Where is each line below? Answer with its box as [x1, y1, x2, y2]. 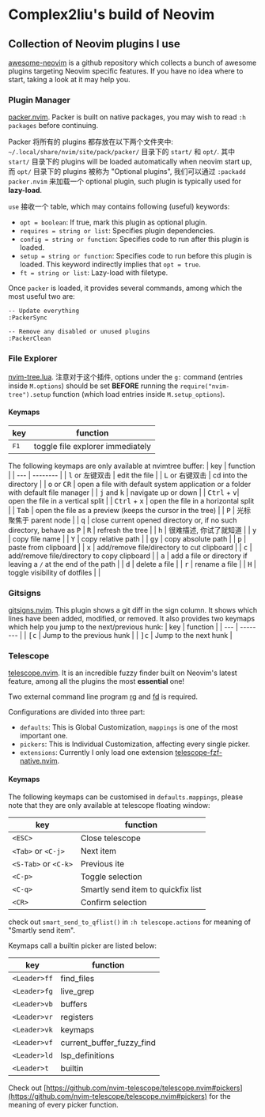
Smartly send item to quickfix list [80, 884, 202, 895]
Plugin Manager [8, 94, 71, 105]
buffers [60, 998, 88, 1009]
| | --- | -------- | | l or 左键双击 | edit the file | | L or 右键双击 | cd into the [8, 470, 248, 480]
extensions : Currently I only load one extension [19, 748, 174, 757]
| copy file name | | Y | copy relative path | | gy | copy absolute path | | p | [8, 534, 247, 543]
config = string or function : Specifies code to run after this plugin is [19, 235, 249, 244]
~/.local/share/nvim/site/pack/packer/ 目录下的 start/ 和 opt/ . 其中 [8, 147, 236, 157]
